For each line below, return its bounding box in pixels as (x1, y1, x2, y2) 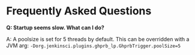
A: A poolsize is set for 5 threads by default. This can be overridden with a (6, 35, 190, 42)
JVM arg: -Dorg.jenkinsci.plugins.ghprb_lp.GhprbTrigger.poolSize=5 (6, 42, 181, 49)
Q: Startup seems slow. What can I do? (6, 24, 105, 31)
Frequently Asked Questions (6, 4, 152, 18)
